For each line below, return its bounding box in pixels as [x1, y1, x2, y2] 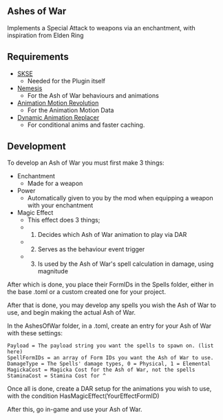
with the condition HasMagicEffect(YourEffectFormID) [7, 392, 160, 400]
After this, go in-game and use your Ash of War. [7, 406, 142, 414]
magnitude [37, 267, 69, 275]
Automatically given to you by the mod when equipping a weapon [27, 194, 213, 202]
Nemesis [17, 84, 43, 92]
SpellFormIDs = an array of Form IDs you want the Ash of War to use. [7, 355, 214, 361]
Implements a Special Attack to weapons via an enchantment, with [7, 23, 196, 32]
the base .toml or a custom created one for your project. [7, 288, 167, 296]
